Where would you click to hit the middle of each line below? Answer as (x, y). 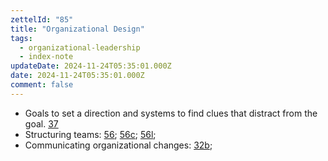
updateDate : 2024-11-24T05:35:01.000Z (91, 66)
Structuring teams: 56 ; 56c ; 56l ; (90, 134)
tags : (21, 38)
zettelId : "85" (42, 19)
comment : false (42, 85)
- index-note (46, 57)
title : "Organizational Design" (77, 29)
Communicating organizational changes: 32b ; (118, 145)
